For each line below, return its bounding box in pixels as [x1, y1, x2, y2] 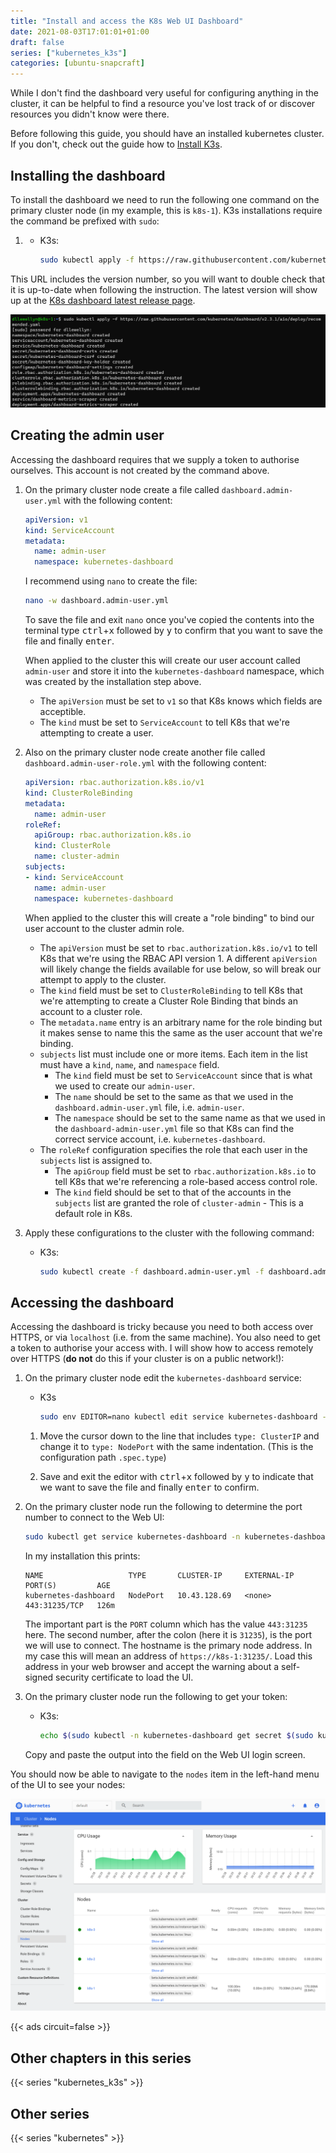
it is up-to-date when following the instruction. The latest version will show [10, 283, 318, 295]
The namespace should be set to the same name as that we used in [54, 1111, 326, 1124]
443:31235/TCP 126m [24, 1600, 115, 1610]
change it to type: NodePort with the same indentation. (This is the [39, 1441, 314, 1453]
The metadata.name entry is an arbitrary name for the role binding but [39, 1016, 323, 1028]
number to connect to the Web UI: [24, 1511, 165, 1524]
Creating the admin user [10, 427, 165, 444]
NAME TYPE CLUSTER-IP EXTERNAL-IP [24, 1570, 295, 1580]
